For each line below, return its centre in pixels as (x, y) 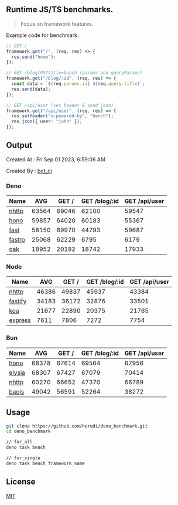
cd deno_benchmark (28, 431)
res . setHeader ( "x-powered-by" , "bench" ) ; (63, 116)
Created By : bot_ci (29, 171)
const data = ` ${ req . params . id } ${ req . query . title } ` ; (78, 84)
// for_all (19, 442)
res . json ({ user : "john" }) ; (47, 122)
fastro (17, 240)
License (21, 482)
